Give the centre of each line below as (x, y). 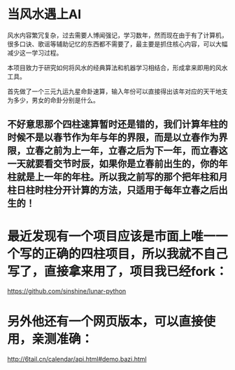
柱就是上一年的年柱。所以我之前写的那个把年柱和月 (117, 177)
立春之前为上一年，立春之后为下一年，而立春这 (127, 151)
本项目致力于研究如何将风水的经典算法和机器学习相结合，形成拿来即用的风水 (117, 67)
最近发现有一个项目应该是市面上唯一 (112, 236)
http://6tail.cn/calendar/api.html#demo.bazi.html (77, 359)
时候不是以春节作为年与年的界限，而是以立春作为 (113, 138)
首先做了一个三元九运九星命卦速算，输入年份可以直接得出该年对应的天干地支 (117, 91)
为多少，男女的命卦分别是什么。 (53, 100)
